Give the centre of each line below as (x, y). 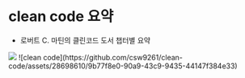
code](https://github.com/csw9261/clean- (113, 57)
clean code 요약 (61, 16)
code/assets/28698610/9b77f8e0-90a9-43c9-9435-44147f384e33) (123, 66)
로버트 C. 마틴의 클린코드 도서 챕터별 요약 (85, 40)
